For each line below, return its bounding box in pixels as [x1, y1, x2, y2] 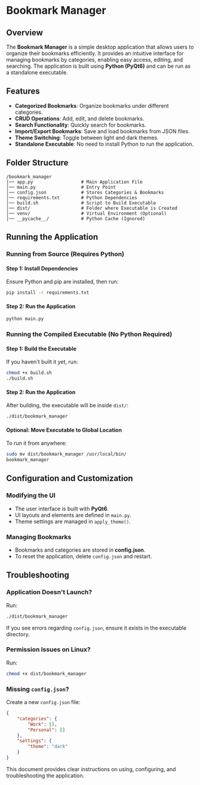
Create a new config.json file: [6, 699, 81, 706]
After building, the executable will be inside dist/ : [6, 402, 128, 409]
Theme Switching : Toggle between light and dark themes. [14, 134, 159, 141]
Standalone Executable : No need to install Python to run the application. [14, 140, 194, 148]
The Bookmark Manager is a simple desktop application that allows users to [6, 43, 194, 50]
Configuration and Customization [6, 473, 133, 483]
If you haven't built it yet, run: [6, 358, 79, 366]
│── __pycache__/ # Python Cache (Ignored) [6, 215, 146, 222]
